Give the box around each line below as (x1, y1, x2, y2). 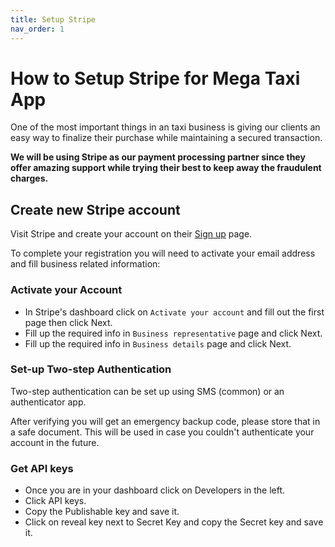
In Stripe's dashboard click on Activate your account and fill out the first (24, 306, 325, 318)
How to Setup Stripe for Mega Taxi (10, 67, 301, 90)
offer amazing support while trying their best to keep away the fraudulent (10, 162, 322, 174)
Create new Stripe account (10, 201, 181, 218)
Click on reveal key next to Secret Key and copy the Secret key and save (24, 516, 324, 528)
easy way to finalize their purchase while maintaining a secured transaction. (10, 132, 323, 144)
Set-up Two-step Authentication (10, 362, 172, 376)
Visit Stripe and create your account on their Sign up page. (10, 228, 253, 240)
